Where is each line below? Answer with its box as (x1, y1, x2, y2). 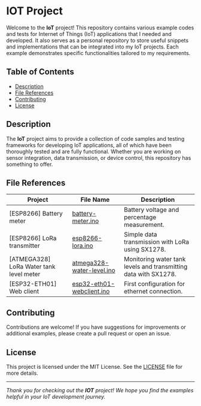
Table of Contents (6, 67, 75, 77)
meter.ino (72, 217, 99, 225)
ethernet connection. (123, 287, 183, 296)
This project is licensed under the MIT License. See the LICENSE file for (6, 363, 183, 370)
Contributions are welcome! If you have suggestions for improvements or (6, 323, 187, 331)
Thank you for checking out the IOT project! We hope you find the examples (6, 387, 194, 393)
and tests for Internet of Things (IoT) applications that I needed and (6, 30, 172, 37)
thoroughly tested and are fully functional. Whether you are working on (6, 148, 181, 155)
